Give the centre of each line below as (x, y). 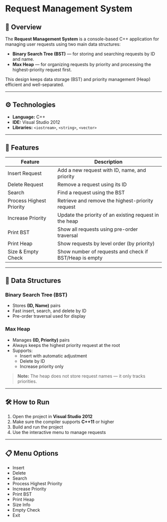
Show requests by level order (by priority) (106, 243)
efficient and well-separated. (35, 85)
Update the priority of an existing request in (108, 215)
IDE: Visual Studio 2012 (36, 122)
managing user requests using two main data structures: (63, 44)
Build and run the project (38, 427)
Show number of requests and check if (103, 252)
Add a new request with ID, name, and (102, 170)
